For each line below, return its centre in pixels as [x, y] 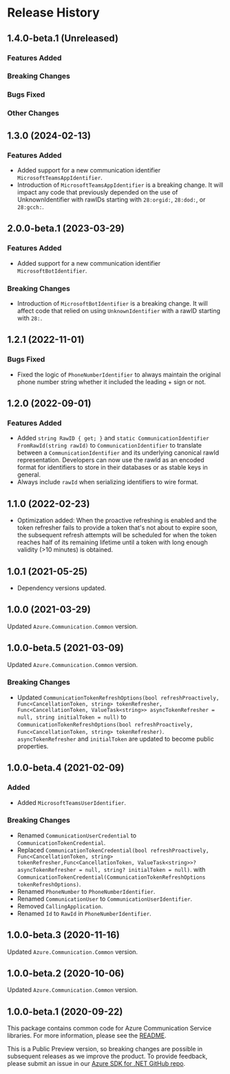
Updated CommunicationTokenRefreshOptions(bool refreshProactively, [118, 697]
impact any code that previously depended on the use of [97, 192]
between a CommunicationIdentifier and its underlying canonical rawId [118, 453]
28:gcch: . [31, 207]
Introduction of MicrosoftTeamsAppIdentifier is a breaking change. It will [120, 185]
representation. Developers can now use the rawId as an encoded [111, 460]
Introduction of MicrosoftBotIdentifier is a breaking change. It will [112, 303]
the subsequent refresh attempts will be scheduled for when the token [117, 535]
